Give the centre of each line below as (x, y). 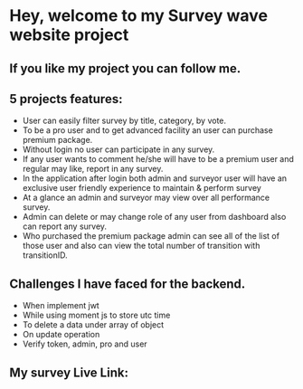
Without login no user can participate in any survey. (118, 149)
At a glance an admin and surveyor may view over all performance (146, 198)
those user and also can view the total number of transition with (141, 246)
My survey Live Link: (69, 372)
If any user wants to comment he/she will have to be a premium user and (158, 159)
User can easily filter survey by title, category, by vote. (124, 121)
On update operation (61, 335)
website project (69, 35)
